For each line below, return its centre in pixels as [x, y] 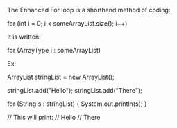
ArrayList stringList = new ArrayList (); [61, 77]
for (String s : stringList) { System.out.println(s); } [77, 104]
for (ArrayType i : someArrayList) [54, 50]
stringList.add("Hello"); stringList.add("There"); [75, 90]
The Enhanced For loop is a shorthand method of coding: [89, 10]
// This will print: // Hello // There [54, 117]
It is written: [24, 37]
